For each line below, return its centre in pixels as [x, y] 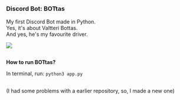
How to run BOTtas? [31, 62]
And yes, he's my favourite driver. [47, 34]
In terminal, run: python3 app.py [45, 74]
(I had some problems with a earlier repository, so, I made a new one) [91, 91]
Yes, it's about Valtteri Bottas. [42, 28]
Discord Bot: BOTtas [35, 9]
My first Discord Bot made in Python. [51, 21]
